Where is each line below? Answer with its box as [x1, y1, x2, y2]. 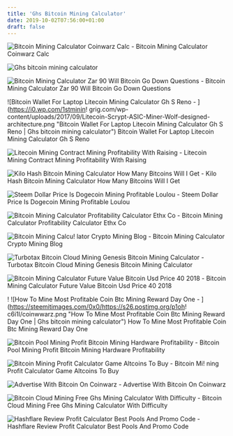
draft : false [7, 23, 45, 30]
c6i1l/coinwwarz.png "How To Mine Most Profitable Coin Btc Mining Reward [7, 310, 225, 319]
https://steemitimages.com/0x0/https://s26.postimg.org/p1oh [9, 303, 186, 311]
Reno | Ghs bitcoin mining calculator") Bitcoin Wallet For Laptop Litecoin [7, 127, 214, 136]
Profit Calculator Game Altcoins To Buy [7, 367, 119, 375]
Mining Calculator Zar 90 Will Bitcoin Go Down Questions [7, 85, 172, 93]
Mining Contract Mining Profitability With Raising [7, 156, 146, 164]
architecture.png [7, 120, 55, 129]
